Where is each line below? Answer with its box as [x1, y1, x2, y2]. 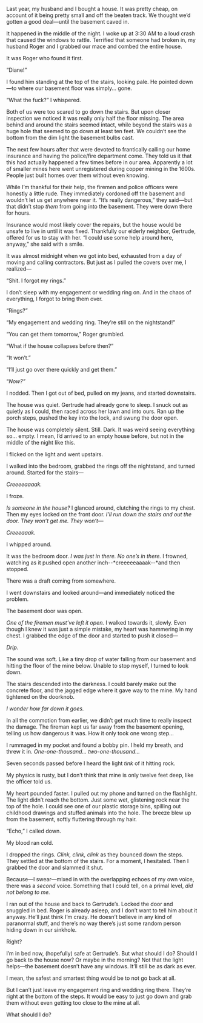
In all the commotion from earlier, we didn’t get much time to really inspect [6, 717, 192, 724]
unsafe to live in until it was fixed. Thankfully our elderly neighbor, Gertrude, [6, 227, 196, 235]
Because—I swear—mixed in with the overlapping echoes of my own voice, [6, 876, 195, 883]
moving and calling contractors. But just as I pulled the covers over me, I [6, 258, 187, 266]
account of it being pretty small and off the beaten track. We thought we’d [6, 12, 191, 19]
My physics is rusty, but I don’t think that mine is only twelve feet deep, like [6, 772, 194, 779]
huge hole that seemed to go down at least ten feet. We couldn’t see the [6, 128, 187, 134]
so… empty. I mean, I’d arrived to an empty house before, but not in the [6, 432, 184, 440]
